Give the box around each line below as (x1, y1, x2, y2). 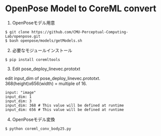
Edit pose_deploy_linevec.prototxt (12, 66, 80, 72)
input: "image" (5, 90, 36, 95)
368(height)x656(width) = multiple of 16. (5, 81, 87, 86)
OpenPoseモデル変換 (12, 116, 55, 122)
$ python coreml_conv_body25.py (5, 126, 71, 131)
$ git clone (5, 29, 29, 34)
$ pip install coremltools (5, 57, 60, 62)
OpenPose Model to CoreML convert (5, 3, 157, 14)
